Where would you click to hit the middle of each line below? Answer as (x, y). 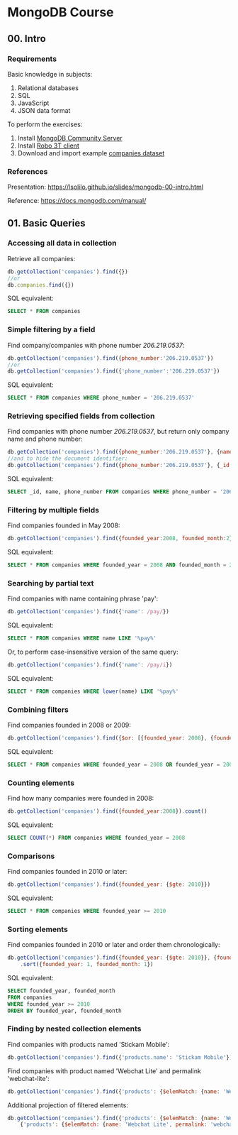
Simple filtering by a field (51, 329)
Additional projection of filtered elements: (68, 1105)
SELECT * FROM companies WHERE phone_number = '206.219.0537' (101, 398)
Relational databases (48, 88)
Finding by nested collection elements (74, 1029)
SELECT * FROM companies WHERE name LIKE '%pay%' (82, 638)
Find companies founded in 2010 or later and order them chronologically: (114, 945)
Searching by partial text (51, 583)
